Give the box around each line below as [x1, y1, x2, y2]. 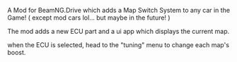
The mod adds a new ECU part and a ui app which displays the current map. [7, 27, 230, 35]
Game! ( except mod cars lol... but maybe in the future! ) [7, 13, 171, 22]
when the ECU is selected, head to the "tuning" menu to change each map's [7, 41, 230, 49]
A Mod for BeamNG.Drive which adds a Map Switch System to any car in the [7, 6, 231, 14]
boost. [7, 49, 26, 56]
